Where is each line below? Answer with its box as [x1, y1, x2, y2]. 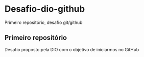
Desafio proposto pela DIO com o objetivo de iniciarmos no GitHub [4, 46, 139, 52]
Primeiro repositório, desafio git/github [4, 19, 83, 25]
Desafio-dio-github [4, 3, 85, 15]
